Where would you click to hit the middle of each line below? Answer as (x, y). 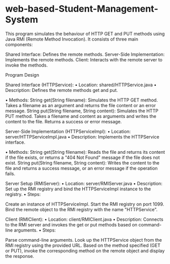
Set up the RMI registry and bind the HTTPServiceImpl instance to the (78, 189)
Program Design (22, 75)
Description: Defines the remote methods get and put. (62, 90)
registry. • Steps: (23, 194)
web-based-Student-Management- (82, 9)
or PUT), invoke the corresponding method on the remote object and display (85, 251)
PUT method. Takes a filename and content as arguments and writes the (81, 116)
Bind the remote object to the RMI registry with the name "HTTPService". (81, 209)
